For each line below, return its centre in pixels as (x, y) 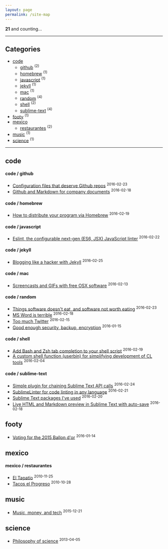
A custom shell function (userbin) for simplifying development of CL (82, 356)
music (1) (21, 134)
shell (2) (28, 104)
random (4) (31, 98)
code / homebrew (24, 203)
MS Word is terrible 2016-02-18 (43, 315)
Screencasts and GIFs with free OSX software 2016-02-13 (70, 285)
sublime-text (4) (36, 110)
